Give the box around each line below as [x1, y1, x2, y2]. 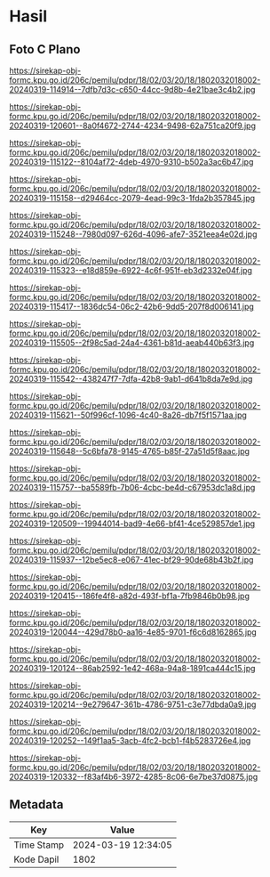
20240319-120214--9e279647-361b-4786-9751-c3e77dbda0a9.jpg [9, 699, 257, 710]
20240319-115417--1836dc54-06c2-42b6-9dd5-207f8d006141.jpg [9, 301, 255, 312]
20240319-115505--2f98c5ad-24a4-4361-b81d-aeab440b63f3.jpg [9, 337, 255, 348]
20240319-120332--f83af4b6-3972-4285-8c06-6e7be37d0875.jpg [9, 772, 258, 782]
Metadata [9, 797, 64, 812]
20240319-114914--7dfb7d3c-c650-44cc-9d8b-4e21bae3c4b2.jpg [9, 85, 256, 94]
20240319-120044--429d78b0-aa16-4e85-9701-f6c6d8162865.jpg [9, 627, 258, 637]
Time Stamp [13, 839, 65, 851]
